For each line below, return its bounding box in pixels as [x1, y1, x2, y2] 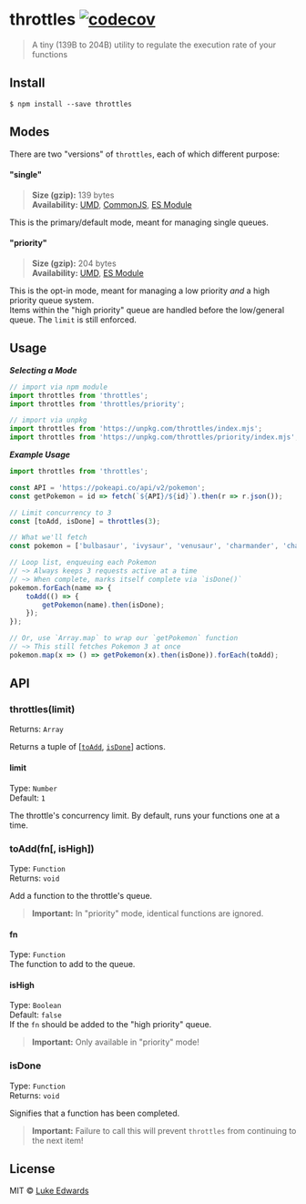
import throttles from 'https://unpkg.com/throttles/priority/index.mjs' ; [9, 433, 300, 442]
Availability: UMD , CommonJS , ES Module [31, 199, 193, 209]
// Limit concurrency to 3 [9, 508, 112, 517]
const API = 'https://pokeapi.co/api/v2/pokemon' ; [9, 483, 206, 492]
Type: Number [9, 782, 57, 793]
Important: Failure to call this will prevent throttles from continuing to [31, 1125, 297, 1136]
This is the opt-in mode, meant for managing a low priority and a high [9, 285, 270, 296]
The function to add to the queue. [9, 959, 136, 970]
